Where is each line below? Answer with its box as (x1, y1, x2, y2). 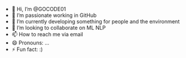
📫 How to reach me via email (11, 31, 83, 37)
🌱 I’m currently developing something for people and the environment (11, 18, 180, 25)
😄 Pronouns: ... (11, 39, 50, 46)
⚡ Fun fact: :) (11, 46, 43, 53)
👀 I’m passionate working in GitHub (11, 12, 97, 19)
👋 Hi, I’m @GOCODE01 (11, 6, 66, 12)
